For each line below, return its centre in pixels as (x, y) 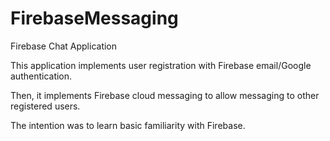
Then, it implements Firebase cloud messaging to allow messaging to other (165, 95)
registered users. (45, 106)
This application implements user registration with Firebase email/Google (161, 65)
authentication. (41, 76)
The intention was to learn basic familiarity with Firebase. (128, 125)
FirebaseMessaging (94, 18)
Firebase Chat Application (64, 46)
